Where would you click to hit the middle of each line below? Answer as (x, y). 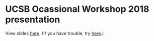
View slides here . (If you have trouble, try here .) (55, 33)
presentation (33, 20)
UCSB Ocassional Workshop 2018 (77, 9)
